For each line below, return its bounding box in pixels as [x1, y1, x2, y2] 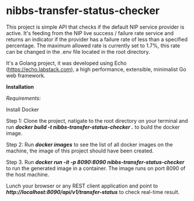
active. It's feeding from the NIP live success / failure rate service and [6, 29, 174, 36]
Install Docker [6, 106, 39, 113]
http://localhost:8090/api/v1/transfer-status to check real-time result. [6, 188, 180, 195]
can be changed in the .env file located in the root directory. [6, 48, 150, 55]
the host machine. [6, 171, 50, 178]
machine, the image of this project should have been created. [6, 147, 154, 154]
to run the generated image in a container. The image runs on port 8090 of [6, 165, 186, 172]
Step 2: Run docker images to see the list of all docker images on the [6, 141, 174, 148]
